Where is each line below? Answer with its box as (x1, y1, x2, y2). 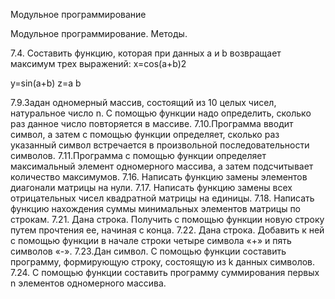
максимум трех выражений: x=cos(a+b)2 (10, 58, 187, 69)
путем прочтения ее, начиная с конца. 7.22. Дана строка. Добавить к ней (10, 224, 325, 236)
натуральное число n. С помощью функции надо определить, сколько (10, 107, 312, 119)
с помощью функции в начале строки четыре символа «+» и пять (10, 235, 292, 246)
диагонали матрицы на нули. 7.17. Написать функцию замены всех (10, 182, 293, 193)
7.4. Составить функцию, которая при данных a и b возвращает (10, 47, 282, 59)
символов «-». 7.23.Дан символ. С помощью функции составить (10, 245, 287, 257)
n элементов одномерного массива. (10, 277, 167, 289)
